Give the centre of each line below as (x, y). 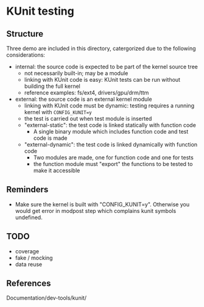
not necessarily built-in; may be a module (76, 73)
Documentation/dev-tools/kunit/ (47, 298)
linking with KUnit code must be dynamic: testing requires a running (109, 106)
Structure (25, 34)
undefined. (29, 217)
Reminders (27, 190)
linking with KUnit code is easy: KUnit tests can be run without (102, 80)
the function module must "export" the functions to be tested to (113, 164)
